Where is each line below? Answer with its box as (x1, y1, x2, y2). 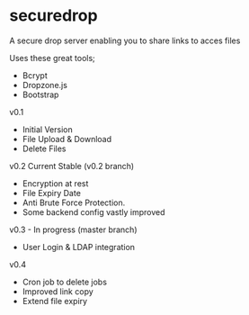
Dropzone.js (22, 79, 67, 90)
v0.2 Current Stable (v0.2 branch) (9, 160, 135, 171)
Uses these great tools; (9, 52, 96, 63)
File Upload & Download (22, 133, 112, 144)
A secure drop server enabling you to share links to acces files (9, 35, 241, 46)
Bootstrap (22, 89, 59, 100)
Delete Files (22, 143, 67, 154)
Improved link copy (22, 285, 94, 297)
